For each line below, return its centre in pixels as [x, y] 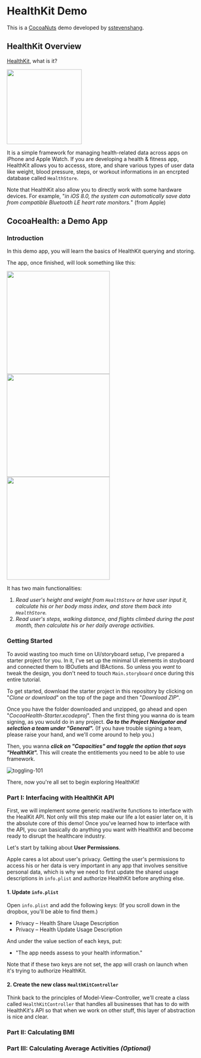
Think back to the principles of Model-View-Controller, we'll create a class [98, 998]
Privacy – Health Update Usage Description [69, 930]
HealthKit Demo [47, 11]
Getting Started [30, 641]
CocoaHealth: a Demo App [57, 221]
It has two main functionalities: [45, 589]
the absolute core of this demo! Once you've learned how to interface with [98, 823]
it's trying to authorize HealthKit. [47, 971]
